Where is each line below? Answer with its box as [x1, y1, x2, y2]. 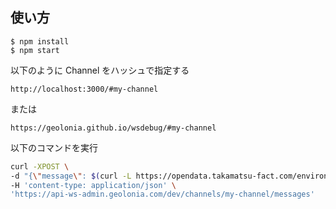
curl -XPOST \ [10, 161, 70, 172]
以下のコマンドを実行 [10, 141, 98, 153]
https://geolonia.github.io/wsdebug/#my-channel [10, 123, 217, 133]
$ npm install [10, 36, 70, 47]
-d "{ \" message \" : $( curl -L [10, 171, 132, 181]
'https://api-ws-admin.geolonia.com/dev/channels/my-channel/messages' [10, 189, 315, 200]
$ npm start [10, 45, 60, 55]
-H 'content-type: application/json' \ [10, 180, 177, 190]
